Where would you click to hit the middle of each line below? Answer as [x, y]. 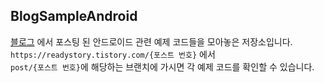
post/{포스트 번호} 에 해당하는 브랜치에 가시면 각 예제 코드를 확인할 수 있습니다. [162, 66]
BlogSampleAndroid [74, 16]
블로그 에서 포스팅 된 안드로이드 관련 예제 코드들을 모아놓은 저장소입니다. [151, 41]
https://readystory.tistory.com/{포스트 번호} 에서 [113, 54]
